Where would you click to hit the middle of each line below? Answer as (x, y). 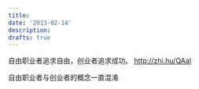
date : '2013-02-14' (40, 23)
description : (29, 30)
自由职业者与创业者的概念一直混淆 (63, 78)
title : (19, 15)
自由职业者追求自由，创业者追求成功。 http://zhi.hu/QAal (99, 61)
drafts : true (29, 37)
